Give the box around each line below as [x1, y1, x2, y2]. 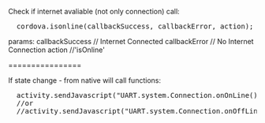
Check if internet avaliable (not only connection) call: [8, 7, 180, 16]
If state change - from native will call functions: [8, 76, 162, 85]
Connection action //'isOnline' [8, 45, 105, 54]
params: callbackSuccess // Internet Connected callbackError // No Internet [8, 37, 254, 46]
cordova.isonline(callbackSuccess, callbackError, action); [16, 22, 254, 31]
